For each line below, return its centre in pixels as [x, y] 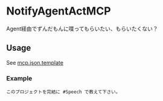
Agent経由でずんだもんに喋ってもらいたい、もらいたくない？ [82, 28]
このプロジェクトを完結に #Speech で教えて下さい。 [63, 92]
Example [19, 78]
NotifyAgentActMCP [59, 11]
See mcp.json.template [35, 62]
